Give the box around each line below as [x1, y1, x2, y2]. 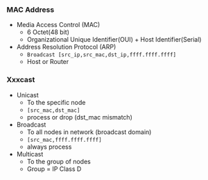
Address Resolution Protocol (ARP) [16, 43, 116, 51]
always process [26, 142, 72, 151]
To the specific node [26, 98, 86, 106]
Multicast [16, 149, 44, 158]
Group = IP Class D [26, 165, 82, 173]
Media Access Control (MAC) [16, 21, 101, 29]
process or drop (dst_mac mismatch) [26, 113, 132, 121]
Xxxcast [6, 75, 35, 85]
